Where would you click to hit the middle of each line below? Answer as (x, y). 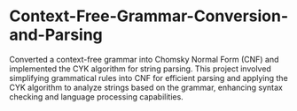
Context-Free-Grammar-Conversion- (149, 16)
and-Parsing (56, 35)
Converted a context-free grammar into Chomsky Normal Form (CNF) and (144, 59)
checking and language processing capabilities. (96, 96)
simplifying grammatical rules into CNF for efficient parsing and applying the (148, 78)
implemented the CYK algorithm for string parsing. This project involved (141, 69)
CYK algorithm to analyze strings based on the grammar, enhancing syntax (146, 87)
